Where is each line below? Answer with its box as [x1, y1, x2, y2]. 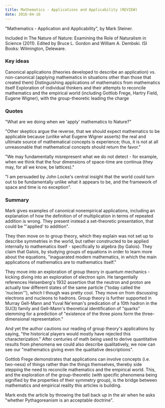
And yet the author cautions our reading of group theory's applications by [5, 326, 155, 331]
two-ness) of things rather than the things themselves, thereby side [5, 362, 142, 367]
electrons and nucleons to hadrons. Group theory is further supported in [5, 295, 152, 301]
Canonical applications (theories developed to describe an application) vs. [5, 69, 156, 75]
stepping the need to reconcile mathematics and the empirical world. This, [5, 367, 156, 373]
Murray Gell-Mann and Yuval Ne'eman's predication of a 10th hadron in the [5, 300, 158, 306]
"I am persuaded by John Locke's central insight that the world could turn [5, 174, 155, 180]
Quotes [5, 107, 23, 114]
